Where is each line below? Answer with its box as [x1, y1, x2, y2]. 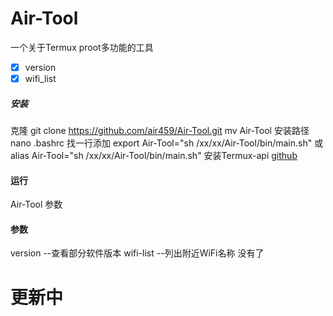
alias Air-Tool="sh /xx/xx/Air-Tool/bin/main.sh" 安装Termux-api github [10, 150, 298, 162]
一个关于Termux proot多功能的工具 [10, 41, 154, 53]
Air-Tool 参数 [10, 198, 63, 211]
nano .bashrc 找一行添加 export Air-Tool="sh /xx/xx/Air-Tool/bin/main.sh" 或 [10, 137, 324, 149]
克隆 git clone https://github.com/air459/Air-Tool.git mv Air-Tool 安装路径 [10, 125, 310, 137]
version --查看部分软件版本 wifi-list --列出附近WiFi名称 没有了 [10, 247, 265, 259]
